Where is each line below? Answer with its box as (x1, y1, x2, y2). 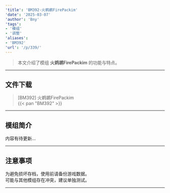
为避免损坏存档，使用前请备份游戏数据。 (5, 171, 90, 177)
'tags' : (5, 21, 22, 27)
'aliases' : (5, 36, 28, 41)
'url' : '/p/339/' (5, 45, 42, 50)
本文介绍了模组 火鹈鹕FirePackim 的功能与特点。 (17, 59, 120, 66)
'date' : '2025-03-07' (5, 12, 51, 17)
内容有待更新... (5, 135, 36, 141)
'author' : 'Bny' (5, 17, 39, 22)
